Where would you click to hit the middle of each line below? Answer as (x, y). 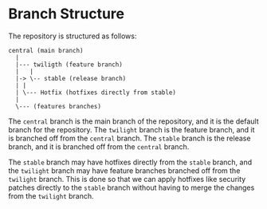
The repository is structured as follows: (73, 36)
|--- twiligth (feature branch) (69, 65)
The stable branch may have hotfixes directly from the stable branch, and (130, 162)
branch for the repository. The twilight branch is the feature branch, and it (132, 129)
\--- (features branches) (59, 106)
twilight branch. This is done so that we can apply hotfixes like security (127, 179)
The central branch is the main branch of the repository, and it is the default (133, 121)
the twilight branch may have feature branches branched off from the (124, 170)
